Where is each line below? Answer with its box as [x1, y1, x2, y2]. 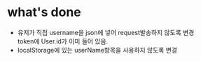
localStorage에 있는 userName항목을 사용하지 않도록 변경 [17, 46, 177, 54]
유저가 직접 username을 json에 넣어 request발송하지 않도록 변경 [17, 28, 195, 36]
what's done [7, 4, 82, 20]
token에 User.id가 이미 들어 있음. [17, 36, 109, 46]
